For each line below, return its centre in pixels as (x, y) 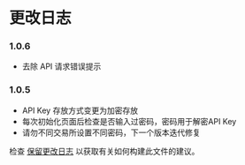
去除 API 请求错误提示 (61, 66)
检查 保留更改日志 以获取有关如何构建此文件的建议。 (104, 151)
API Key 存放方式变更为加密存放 (80, 110)
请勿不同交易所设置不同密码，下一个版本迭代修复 (111, 132)
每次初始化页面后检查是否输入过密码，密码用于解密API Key (129, 121)
